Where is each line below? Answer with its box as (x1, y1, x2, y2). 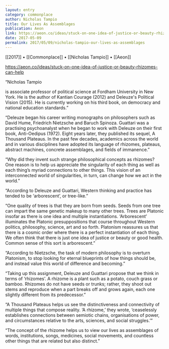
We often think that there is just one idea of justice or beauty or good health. (5, 235, 163, 241)
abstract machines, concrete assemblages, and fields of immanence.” (5, 147, 150, 153)
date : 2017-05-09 (5, 36, 42, 41)
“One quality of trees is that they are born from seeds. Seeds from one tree (5, 202, 161, 208)
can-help (5, 69, 24, 75)
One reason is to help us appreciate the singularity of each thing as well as (5, 162, 160, 168)
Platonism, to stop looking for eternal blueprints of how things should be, (5, 255, 156, 261)
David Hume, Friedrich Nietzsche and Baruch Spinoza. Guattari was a (5, 119, 149, 126)
